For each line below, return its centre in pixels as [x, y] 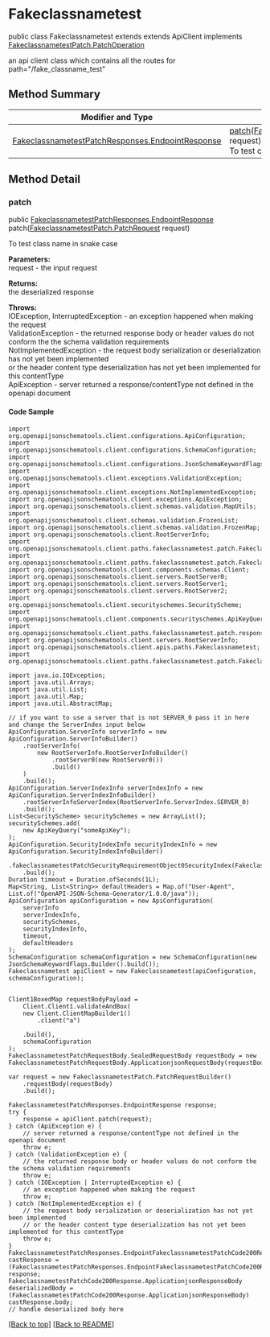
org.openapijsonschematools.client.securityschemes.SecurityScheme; [125, 605]
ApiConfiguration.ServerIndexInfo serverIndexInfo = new [106, 788]
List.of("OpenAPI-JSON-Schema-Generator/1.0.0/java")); [104, 893]
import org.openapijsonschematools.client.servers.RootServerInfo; [124, 640]
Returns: [23, 283]
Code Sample [31, 412]
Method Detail [45, 179]
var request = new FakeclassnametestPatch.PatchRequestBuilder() [120, 1077]
